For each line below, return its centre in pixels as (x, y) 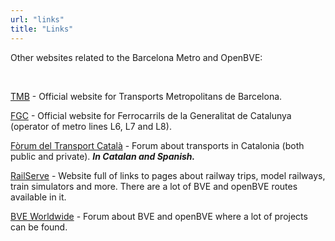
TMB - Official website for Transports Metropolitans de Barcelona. (146, 96)
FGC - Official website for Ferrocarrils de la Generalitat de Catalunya (151, 115)
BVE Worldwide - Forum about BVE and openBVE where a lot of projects (159, 216)
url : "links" (37, 19)
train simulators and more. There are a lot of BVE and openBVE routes (154, 186)
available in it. (38, 197)
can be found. (39, 227)
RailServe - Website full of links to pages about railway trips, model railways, (168, 175)
